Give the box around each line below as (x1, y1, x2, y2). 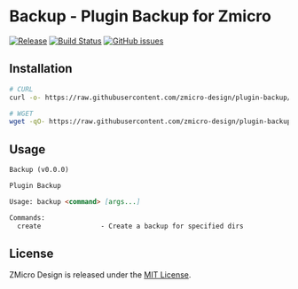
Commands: (9, 213, 46, 223)
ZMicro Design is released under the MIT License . (9, 269, 192, 280)
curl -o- (9, 93, 42, 102)
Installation (9, 61, 73, 76)
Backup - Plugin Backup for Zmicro (9, 6, 272, 27)
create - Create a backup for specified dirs (17, 222, 244, 230)
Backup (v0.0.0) (9, 166, 69, 175)
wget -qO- (9, 117, 46, 126)
